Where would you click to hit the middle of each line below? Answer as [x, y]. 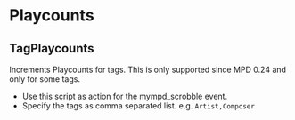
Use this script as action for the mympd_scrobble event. [125, 96]
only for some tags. [45, 79]
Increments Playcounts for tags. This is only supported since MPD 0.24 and [148, 69]
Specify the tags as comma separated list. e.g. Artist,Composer [139, 106]
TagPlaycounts [52, 48]
